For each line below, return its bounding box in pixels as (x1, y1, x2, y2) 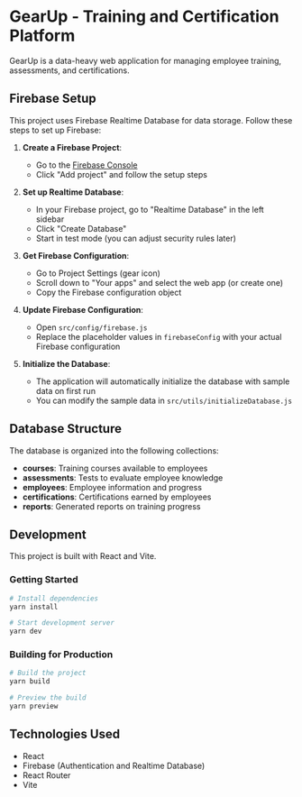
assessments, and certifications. (9, 65, 130, 76)
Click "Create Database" (35, 223, 127, 234)
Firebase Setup (9, 91, 96, 106)
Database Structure (9, 421, 122, 436)
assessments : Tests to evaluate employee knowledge (22, 472, 224, 483)
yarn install (9, 602, 59, 611)
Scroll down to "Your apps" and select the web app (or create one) (35, 277, 284, 288)
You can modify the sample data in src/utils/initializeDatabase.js (35, 395, 293, 406)
